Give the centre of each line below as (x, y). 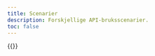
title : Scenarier (33, 13)
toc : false (23, 26)
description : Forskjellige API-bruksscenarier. (78, 20)
